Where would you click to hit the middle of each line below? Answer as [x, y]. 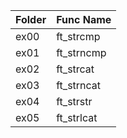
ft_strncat [79, 85]
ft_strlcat [77, 117]
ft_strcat [75, 69]
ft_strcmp [78, 36]
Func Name [84, 19]
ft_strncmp [81, 52]
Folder [31, 19]
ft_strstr [74, 101]
